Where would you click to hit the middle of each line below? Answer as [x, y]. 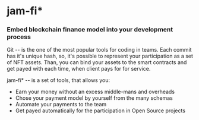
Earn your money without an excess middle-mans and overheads [95, 92]
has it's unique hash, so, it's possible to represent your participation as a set [100, 56]
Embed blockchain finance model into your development [90, 30]
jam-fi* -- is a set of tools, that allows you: [59, 80]
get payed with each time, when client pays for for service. [79, 69]
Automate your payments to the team [61, 105]
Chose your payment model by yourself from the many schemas [94, 98]
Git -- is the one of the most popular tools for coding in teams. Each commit [99, 50]
